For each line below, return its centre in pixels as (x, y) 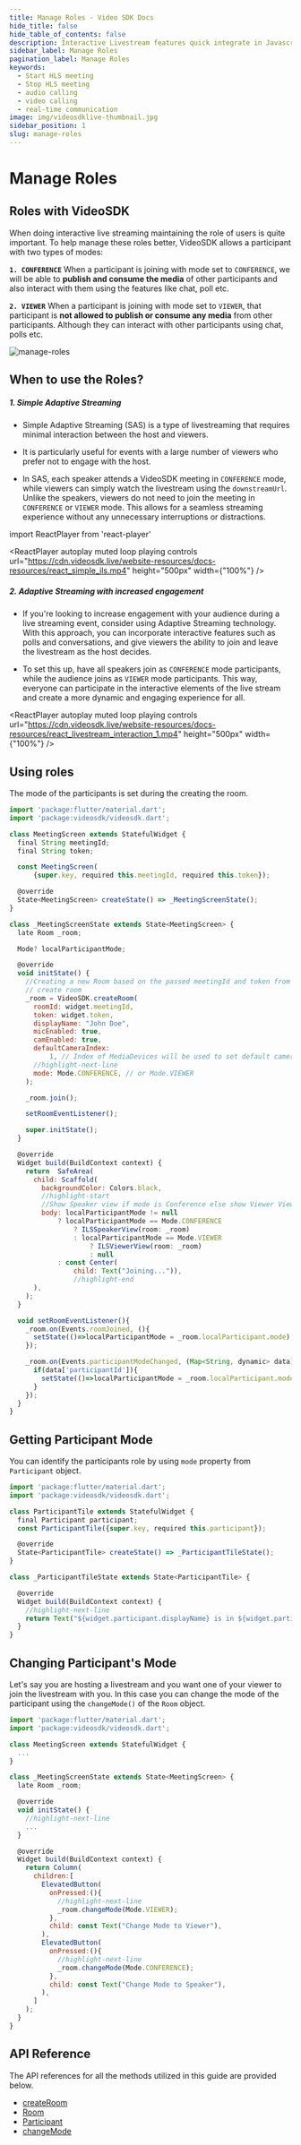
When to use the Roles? (77, 380)
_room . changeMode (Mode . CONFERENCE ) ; (125, 1968)
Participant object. (45, 1471)
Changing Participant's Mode (93, 1663)
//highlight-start (76, 1197)
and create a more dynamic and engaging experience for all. (133, 698)
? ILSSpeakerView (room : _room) (132, 1229)
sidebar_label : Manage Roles (64, 51)
